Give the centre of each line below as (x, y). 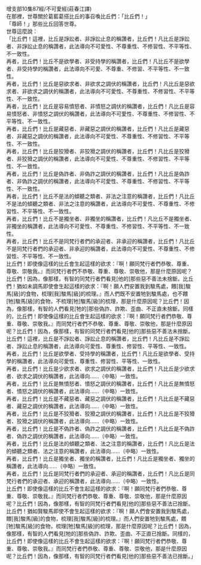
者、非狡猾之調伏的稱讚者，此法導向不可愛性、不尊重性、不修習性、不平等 (98, 159)
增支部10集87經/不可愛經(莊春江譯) (49, 9)
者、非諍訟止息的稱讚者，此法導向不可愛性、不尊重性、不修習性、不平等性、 (100, 46)
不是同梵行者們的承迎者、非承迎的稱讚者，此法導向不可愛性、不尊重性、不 (98, 249)
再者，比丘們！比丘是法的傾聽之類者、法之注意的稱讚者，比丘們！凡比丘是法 (100, 444)
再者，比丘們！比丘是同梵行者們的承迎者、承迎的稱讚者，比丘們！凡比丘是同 (100, 474)
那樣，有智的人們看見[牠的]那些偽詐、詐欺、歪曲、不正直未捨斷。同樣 (108, 309)
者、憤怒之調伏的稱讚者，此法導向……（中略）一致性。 (74, 391)
